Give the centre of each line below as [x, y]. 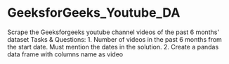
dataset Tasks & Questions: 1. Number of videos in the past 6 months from [115, 39]
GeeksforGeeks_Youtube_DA [94, 13]
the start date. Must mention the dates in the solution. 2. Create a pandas [113, 47]
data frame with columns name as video [65, 54]
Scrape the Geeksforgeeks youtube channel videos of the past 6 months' [113, 32]
